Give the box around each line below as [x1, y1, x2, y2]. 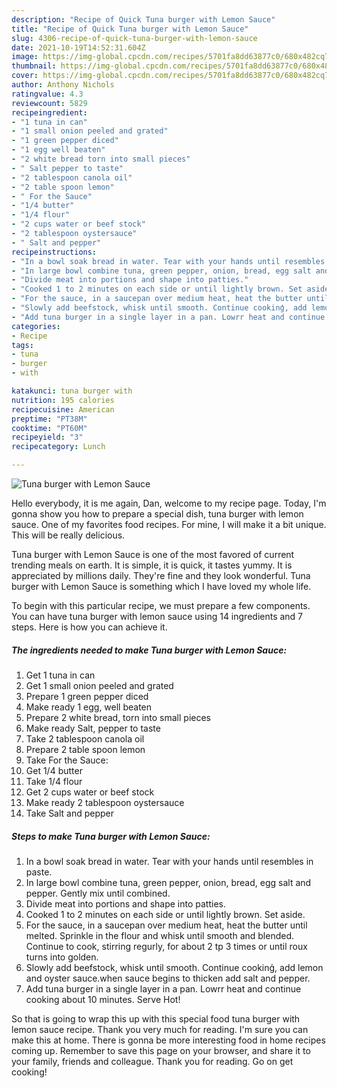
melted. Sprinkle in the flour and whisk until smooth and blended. [25, 929, 295, 941]
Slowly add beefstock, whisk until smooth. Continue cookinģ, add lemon [25, 961, 324, 973]
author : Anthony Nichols [11, 80, 115, 90]
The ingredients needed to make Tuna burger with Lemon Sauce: [11, 644, 288, 656]
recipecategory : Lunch [11, 442, 106, 452]
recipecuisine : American [11, 404, 115, 415]
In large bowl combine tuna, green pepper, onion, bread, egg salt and [25, 876, 312, 888]
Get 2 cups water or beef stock [25, 786, 155, 798]
